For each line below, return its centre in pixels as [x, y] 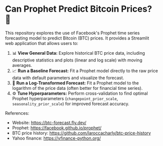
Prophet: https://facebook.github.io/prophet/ [57, 127]
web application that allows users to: [42, 43]
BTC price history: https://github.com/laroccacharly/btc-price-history [81, 133]
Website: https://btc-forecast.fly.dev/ [49, 123]
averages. [22, 65]
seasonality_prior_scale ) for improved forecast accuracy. [71, 104]
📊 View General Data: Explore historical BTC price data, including [78, 53]
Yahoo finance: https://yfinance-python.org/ [56, 138]
